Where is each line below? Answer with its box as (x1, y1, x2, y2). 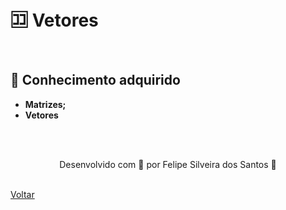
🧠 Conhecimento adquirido (10, 72, 181, 89)
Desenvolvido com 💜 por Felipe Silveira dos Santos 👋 (59, 158, 277, 170)
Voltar (10, 188, 35, 200)
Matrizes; (24, 98, 67, 110)
